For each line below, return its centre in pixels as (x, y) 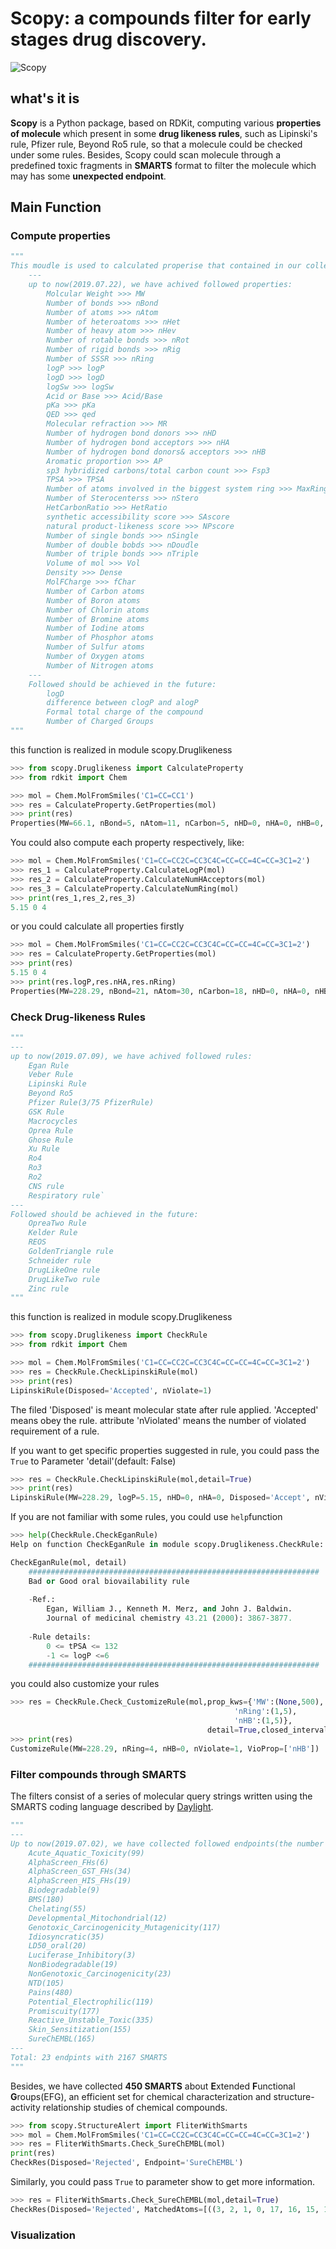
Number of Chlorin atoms (98, 610)
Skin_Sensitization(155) (80, 2030)
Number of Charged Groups (100, 722)
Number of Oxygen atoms (95, 657)
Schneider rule (60, 1260)
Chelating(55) (57, 1908)
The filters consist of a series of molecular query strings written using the (161, 1796)
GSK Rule (46, 1112)
